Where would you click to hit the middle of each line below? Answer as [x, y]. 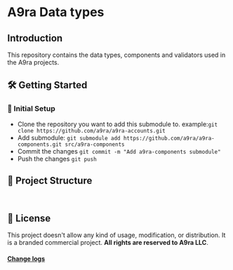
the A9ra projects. [33, 62]
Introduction [35, 38]
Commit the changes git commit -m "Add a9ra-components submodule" [119, 151]
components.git [40, 144]
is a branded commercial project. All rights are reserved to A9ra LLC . [108, 243]
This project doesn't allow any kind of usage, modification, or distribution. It [116, 235]
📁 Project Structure [50, 181]
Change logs [26, 258]
